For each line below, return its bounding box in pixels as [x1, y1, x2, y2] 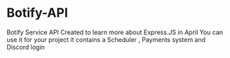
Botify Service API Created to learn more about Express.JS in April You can [6, 28, 224, 36]
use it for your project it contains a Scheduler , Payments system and [6, 35, 206, 43]
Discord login [6, 43, 45, 51]
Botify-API [6, 5, 68, 21]
